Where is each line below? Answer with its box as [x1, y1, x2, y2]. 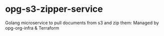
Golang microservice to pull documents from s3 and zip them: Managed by [5, 20, 159, 26]
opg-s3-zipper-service [5, 3, 103, 15]
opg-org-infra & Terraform [5, 25, 59, 31]
